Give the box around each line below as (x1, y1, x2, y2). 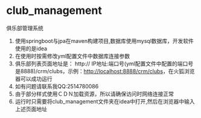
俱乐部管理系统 (6, 24, 43, 31)
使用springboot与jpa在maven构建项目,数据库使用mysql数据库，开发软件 (14, 37, 194, 44)
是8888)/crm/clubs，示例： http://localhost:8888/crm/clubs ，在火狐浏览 (14, 67, 195, 74)
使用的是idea (14, 45, 47, 52)
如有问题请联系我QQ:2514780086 (14, 82, 99, 90)
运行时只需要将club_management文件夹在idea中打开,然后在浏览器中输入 (14, 97, 195, 105)
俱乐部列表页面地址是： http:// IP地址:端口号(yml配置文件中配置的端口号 (14, 60, 194, 67)
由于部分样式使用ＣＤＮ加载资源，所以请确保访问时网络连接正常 (14, 90, 174, 97)
